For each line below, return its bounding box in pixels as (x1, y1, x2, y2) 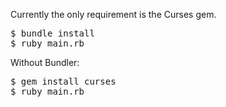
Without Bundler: (10, 57, 80, 68)
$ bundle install (10, 28, 95, 39)
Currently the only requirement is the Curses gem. (10, 9, 217, 20)
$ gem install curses (10, 76, 117, 87)
